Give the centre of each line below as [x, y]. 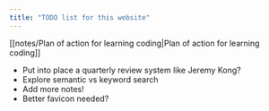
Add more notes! [53, 89]
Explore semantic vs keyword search [90, 79]
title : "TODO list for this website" [80, 17]
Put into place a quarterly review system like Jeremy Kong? [131, 70]
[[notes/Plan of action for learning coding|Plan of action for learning [134, 43]
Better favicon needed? [65, 98]
